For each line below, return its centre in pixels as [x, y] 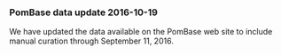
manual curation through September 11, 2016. [92, 41]
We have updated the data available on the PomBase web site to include [141, 32]
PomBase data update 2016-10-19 [83, 12]
